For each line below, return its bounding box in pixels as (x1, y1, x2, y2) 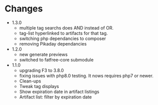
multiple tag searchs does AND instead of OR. (19, 24, 114, 30)
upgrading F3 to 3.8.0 (19, 67, 64, 73)
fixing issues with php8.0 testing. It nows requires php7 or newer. (19, 72, 154, 78)
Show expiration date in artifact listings (19, 88, 100, 94)
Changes (4, 3, 43, 14)
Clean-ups (19, 78, 41, 84)
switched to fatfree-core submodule (19, 56, 94, 62)
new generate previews (19, 51, 68, 57)
